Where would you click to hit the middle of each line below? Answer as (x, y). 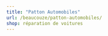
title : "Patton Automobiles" (43, 12)
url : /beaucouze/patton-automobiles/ (54, 18)
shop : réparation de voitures (45, 23)
